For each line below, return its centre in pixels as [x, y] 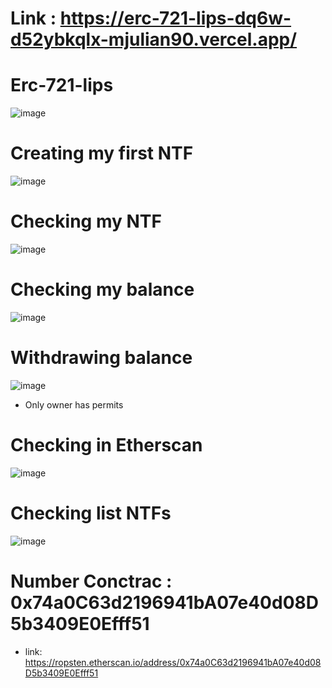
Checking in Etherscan [106, 445]
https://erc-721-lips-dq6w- [175, 18]
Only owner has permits [74, 404]
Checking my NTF [86, 221]
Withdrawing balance [101, 358]
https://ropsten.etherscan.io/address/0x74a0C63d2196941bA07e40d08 [173, 662]
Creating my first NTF [102, 153]
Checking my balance [102, 289]
